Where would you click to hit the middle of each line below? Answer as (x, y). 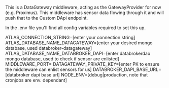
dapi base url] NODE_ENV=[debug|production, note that (89, 75)
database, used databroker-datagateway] (49, 48)
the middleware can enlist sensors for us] (49, 69)
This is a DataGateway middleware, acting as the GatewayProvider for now (83, 7)
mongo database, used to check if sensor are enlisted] (62, 59)
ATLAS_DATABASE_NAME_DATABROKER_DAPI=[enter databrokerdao (78, 53)
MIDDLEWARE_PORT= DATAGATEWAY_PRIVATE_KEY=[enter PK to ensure (82, 64)
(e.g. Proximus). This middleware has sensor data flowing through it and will (84, 13)
